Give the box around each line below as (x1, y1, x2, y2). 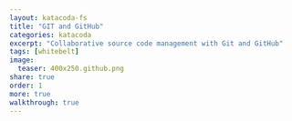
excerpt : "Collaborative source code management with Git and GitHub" (9, 38, 284, 48)
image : (9, 55, 35, 65)
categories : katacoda (9, 30, 92, 39)
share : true (9, 73, 55, 82)
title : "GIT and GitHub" (9, 22, 104, 31)
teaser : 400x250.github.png (17, 65, 125, 74)
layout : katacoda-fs (9, 13, 89, 23)
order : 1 (9, 81, 43, 90)
